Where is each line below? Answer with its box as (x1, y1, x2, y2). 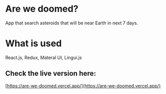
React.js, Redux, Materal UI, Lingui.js (5, 54, 82, 60)
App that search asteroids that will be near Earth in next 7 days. (5, 20, 139, 26)
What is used (5, 38, 62, 49)
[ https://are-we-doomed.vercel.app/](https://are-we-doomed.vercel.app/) (5, 82, 161, 89)
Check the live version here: (5, 69, 96, 78)
